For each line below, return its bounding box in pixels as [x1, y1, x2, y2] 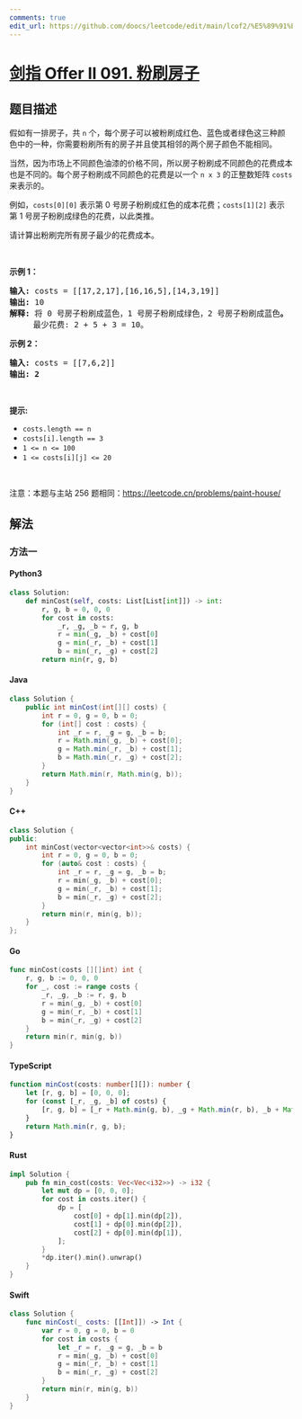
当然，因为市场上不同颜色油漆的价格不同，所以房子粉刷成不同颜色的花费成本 [9, 157, 293, 168]
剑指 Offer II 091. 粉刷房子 [9, 63, 200, 84]
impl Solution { [9, 1170, 70, 1179]
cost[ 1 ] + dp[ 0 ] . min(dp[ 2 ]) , [73, 1219, 182, 1228]
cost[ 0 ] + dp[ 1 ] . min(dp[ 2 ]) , [73, 1211, 182, 1221]
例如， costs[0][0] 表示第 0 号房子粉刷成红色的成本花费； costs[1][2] [9, 199, 268, 210]
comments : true [9, 13, 67, 22]
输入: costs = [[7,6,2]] [9, 357, 116, 368]
